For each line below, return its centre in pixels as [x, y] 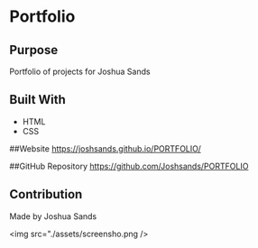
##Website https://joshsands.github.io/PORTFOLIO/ [105, 148]
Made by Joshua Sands [53, 216]
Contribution [46, 194]
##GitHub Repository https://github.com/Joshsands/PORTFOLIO [129, 166]
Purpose [34, 50]
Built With [37, 100]
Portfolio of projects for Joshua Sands [80, 71]
